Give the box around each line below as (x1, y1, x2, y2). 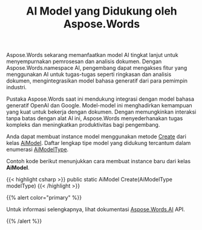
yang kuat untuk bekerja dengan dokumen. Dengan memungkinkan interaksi (6, 108, 197, 116)
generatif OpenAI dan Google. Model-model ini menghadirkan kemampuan (6, 102, 192, 109)
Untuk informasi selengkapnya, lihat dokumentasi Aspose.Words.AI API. (6, 206, 186, 213)
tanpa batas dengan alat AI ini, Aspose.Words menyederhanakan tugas (6, 115, 183, 122)
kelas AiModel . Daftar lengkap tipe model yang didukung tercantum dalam (6, 140, 191, 147)
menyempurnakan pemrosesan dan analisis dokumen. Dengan (6, 58, 162, 65)
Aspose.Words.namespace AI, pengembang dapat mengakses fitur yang (6, 64, 187, 72)
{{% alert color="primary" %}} (6, 194, 82, 201)
